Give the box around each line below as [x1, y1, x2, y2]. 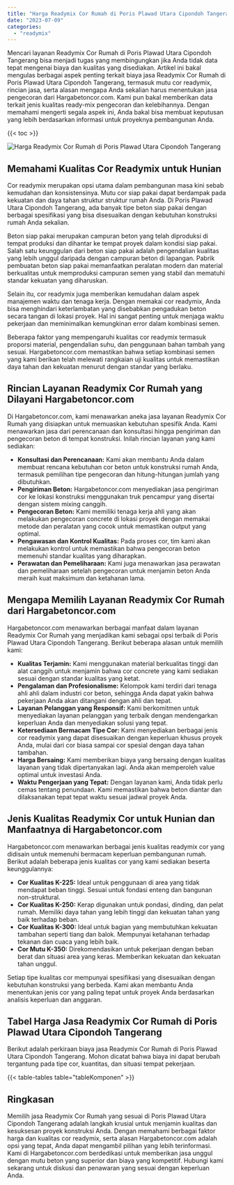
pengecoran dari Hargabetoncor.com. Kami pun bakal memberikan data [7, 93, 213, 102]
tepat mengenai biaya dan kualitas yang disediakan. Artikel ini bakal [7, 63, 201, 72]
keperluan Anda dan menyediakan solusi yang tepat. [17, 718, 169, 727]
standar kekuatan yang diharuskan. [7, 276, 109, 285]
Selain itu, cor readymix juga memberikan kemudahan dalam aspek [7, 290, 200, 299]
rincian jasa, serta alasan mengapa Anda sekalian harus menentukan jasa [7, 86, 218, 94]
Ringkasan [7, 1093, 54, 1105]
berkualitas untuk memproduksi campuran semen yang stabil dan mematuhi [7, 269, 225, 278]
